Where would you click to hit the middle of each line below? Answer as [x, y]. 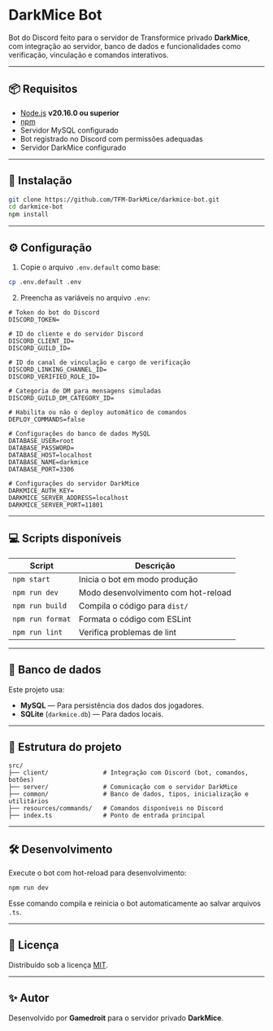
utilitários [28, 801]
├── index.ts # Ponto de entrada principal [107, 816]
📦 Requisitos [43, 89]
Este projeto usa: [37, 689]
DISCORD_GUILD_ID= [39, 348]
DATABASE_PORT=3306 [41, 469]
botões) [22, 780]
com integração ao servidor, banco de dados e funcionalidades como [125, 46]
